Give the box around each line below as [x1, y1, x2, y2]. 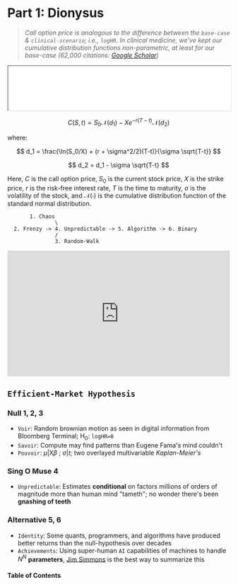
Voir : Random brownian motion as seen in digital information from [17, 424, 210, 433]
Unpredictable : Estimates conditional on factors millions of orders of [17, 482, 218, 491]
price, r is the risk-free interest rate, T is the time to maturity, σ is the [7, 184, 206, 193]
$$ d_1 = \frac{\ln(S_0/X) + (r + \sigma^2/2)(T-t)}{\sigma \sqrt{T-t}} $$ [16, 147, 221, 156]
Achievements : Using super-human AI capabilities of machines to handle [17, 546, 227, 555]
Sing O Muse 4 [7, 466, 59, 476]
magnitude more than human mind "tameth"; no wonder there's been [17, 490, 219, 499]
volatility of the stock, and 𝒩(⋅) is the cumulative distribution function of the [7, 191, 227, 200]
